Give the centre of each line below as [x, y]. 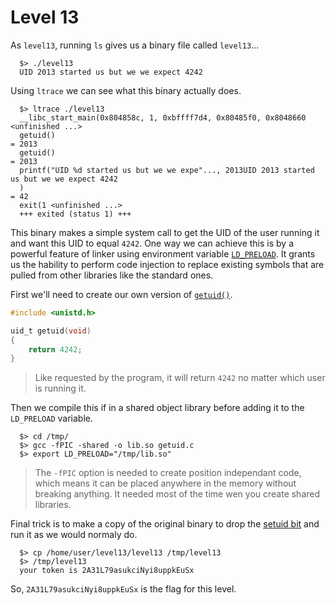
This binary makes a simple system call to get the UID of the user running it [165, 232]
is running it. [60, 388]
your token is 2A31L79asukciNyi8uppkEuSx [107, 571]
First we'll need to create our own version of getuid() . [121, 294]
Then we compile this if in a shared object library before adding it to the [157, 408]
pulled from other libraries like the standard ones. [112, 275]
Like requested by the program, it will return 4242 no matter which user [180, 378]
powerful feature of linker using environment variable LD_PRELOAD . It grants [163, 253]
